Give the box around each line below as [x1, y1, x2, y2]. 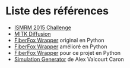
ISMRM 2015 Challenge [14, 24, 72, 31]
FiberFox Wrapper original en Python [14, 36, 104, 44]
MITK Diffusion [14, 30, 51, 37]
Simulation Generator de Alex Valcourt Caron [14, 55, 124, 63]
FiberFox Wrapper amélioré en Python [14, 43, 107, 50]
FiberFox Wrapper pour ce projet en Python [14, 49, 121, 56]
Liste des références [5, 4, 109, 18]
